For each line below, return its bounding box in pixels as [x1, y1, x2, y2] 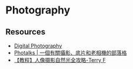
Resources [5, 27, 46, 37]
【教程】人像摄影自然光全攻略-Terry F [13, 57, 106, 63]
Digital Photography [13, 42, 62, 49]
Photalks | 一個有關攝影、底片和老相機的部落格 [13, 49, 127, 56]
